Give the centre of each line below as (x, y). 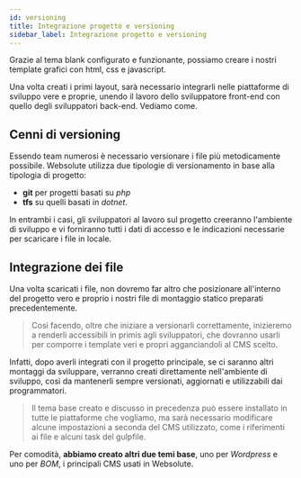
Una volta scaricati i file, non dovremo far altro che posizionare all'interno (145, 289)
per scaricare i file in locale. (61, 239)
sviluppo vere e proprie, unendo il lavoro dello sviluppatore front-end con (145, 96)
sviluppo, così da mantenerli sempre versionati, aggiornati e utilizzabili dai (146, 381)
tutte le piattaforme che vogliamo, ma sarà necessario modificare (152, 418)
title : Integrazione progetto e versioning (92, 26)
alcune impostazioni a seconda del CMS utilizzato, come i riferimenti (158, 427)
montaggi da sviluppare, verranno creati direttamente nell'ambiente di (138, 371)
